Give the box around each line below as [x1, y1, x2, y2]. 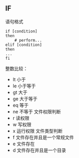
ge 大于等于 [12, 95, 38, 102]
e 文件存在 [12, 141, 35, 147]
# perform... [14, 38, 42, 43]
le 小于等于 [12, 82, 36, 89]
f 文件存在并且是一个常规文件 [12, 134, 74, 141]
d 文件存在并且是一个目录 [12, 147, 66, 153]
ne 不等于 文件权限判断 [12, 108, 61, 115]
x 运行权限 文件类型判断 [12, 128, 63, 134]
